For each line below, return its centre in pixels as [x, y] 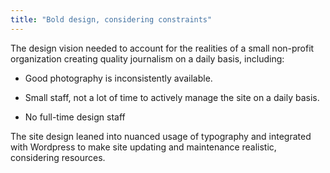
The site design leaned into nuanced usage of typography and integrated [161, 136]
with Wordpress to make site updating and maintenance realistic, [143, 147]
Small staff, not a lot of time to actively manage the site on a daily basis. [172, 97]
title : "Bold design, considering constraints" [111, 19]
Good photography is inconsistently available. [118, 78]
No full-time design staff [75, 117]
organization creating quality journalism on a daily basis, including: [147, 58]
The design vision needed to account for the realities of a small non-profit [162, 48]
